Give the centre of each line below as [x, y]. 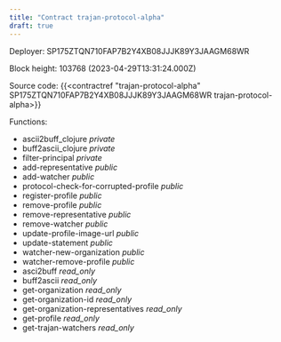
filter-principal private [62, 157]
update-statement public [68, 243]
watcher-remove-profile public [78, 261]
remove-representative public [76, 214]
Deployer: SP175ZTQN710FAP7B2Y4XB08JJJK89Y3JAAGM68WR [129, 51]
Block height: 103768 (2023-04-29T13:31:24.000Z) [103, 68]
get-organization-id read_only [77, 299]
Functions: [28, 122]
